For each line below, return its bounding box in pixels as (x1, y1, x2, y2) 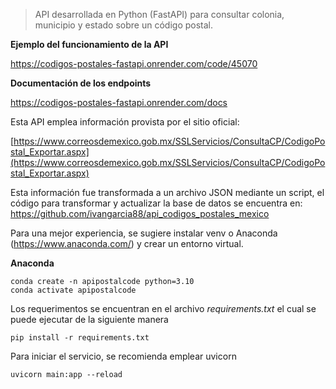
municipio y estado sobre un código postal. (34, 19, 214, 31)
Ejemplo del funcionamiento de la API (10, 39, 169, 50)
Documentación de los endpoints (10, 77, 152, 89)
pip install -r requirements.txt (10, 333, 150, 343)
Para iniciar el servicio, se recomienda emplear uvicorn (10, 350, 237, 362)
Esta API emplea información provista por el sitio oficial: (10, 116, 240, 128)
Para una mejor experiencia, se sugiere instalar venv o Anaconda (10, 227, 278, 239)
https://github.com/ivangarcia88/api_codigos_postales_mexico (10, 208, 270, 219)
